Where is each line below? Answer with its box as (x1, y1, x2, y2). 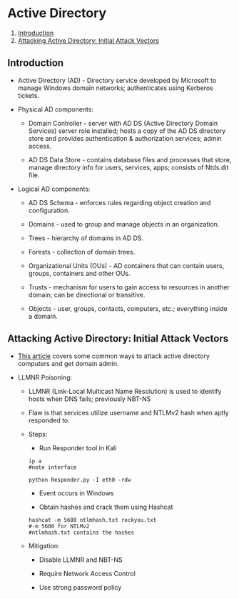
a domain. (28, 312, 59, 320)
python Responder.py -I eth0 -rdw (28, 476, 131, 483)
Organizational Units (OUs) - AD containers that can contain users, (28, 261, 225, 269)
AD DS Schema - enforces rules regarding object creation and (28, 198, 211, 207)
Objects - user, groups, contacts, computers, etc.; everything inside (28, 304, 228, 312)
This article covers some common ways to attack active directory (17, 352, 210, 360)
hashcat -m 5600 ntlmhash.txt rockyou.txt (28, 516, 157, 523)
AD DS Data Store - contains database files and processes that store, (28, 155, 232, 164)
